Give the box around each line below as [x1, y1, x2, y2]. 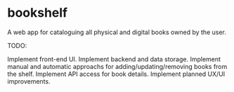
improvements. [7, 77, 51, 85]
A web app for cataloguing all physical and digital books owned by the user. [7, 28, 226, 36]
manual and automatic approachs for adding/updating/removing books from [7, 62, 228, 70]
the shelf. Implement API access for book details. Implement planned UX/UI [7, 70, 226, 78]
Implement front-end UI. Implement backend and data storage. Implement [7, 54, 221, 63]
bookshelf [7, 5, 68, 21]
